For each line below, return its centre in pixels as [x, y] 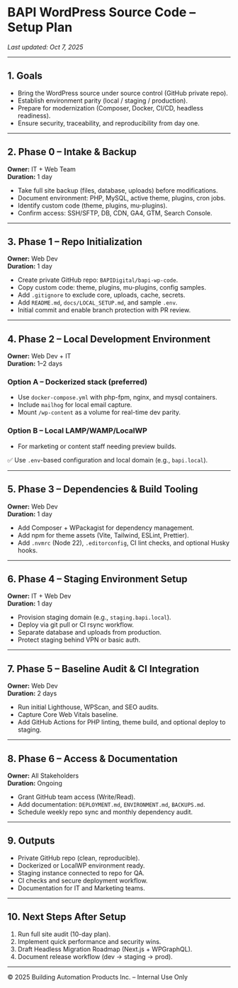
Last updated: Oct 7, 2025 [45, 47]
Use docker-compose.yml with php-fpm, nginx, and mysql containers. [117, 397]
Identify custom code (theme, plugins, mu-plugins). [92, 205]
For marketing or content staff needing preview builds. [97, 446]
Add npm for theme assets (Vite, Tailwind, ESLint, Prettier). [103, 535]
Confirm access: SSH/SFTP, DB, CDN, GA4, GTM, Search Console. [115, 212]
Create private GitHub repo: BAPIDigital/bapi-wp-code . [98, 280]
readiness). [34, 115]
